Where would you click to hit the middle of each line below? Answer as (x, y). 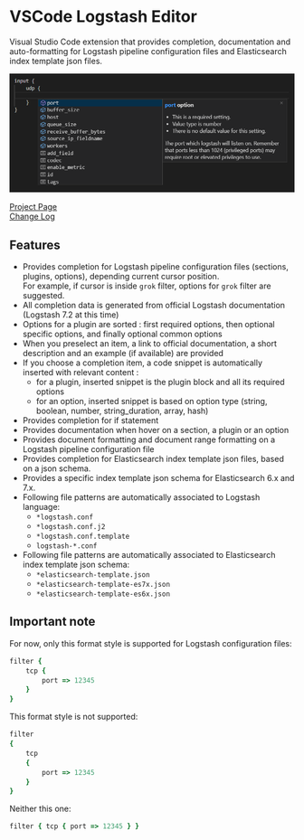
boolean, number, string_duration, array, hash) (122, 411)
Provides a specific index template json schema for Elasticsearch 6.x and (158, 478)
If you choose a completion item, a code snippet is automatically (142, 363)
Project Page (33, 207)
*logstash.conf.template (83, 537)
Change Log (33, 217)
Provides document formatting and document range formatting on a (149, 439)
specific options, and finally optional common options (123, 334)
